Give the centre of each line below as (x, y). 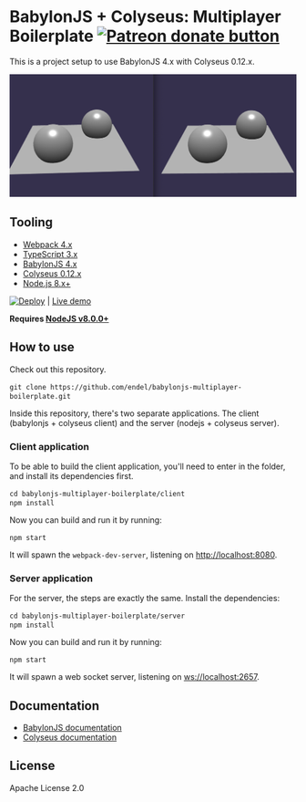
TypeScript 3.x (50, 254)
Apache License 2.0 (47, 787)
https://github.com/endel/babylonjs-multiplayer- (146, 387)
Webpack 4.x (47, 245)
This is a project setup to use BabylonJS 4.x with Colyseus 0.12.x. (132, 61)
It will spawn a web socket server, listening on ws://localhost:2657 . (134, 677)
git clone (28, 387)
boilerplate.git (40, 396)
